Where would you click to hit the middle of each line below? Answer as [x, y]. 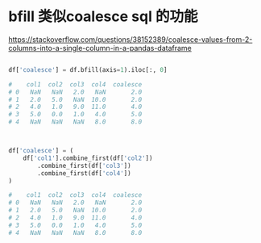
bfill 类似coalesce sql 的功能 [103, 17]
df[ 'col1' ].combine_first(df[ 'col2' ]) [88, 158]
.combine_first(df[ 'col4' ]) [84, 173]
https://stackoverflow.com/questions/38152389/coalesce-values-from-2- [130, 39]
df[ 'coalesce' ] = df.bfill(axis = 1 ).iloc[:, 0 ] [88, 69]
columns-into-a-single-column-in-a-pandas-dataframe [100, 48]
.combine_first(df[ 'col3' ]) [84, 165]
